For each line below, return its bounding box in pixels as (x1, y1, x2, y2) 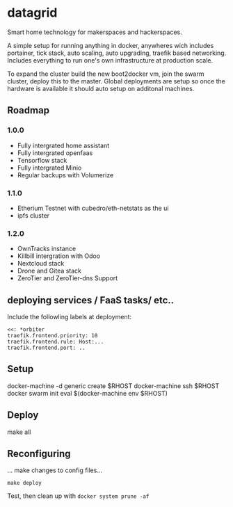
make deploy (7, 480, 42, 487)
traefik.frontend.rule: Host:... (7, 339, 104, 346)
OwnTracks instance (17, 245, 77, 253)
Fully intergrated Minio (17, 163, 82, 172)
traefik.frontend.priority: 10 (7, 332, 98, 339)
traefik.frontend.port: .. (7, 344, 86, 352)
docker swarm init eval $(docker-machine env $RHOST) (7, 389, 168, 397)
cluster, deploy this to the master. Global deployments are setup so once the (7, 77, 226, 85)
